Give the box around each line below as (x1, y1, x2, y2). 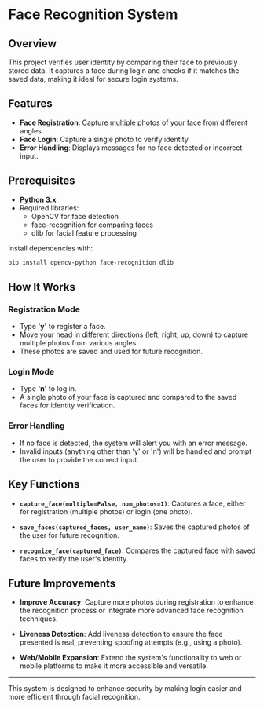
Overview (8, 37, 57, 50)
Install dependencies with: (8, 243, 93, 253)
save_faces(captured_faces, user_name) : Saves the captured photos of (19, 522, 250, 532)
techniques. (19, 614, 58, 623)
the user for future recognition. (19, 530, 120, 539)
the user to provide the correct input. (19, 455, 139, 464)
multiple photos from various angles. (19, 338, 139, 348)
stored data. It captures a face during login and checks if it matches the (8, 66, 240, 75)
